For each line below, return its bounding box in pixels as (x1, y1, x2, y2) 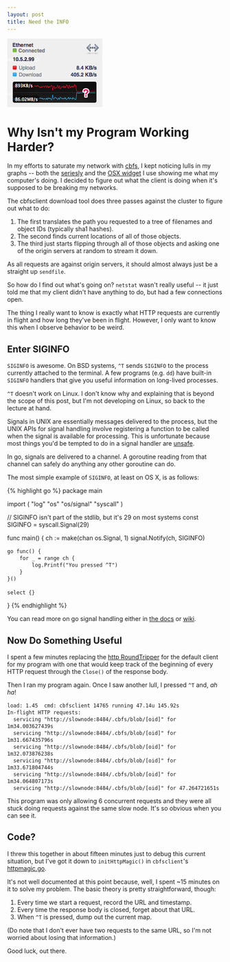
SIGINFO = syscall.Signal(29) (7, 521, 89, 529)
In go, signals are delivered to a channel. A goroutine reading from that (7, 452, 207, 461)
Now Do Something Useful (7, 635, 122, 646)
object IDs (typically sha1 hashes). (16, 225, 114, 233)
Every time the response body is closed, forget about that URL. (16, 905, 196, 914)
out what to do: (7, 204, 50, 212)
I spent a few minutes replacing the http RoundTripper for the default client (7, 653, 218, 662)
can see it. (7, 811, 36, 820)
